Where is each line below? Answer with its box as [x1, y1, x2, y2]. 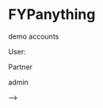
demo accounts [8, 32, 59, 41]
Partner [8, 61, 33, 72]
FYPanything [8, 6, 96, 24]
